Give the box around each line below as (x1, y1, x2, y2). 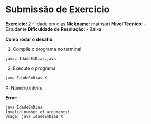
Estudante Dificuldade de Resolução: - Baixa (5, 26, 102, 32)
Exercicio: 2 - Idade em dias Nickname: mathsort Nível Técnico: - (5, 21, 146, 27)
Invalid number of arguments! (5, 109, 70, 114)
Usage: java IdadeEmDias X (5, 114, 63, 119)
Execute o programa (12, 65, 56, 72)
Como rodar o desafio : (5, 36, 54, 42)
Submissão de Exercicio (5, 4, 110, 15)
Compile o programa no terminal (12, 46, 82, 52)
